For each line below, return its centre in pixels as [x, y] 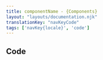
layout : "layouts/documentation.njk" [52, 17]
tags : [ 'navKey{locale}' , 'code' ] [48, 28]
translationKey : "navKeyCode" [43, 22]
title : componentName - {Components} [52, 11]
